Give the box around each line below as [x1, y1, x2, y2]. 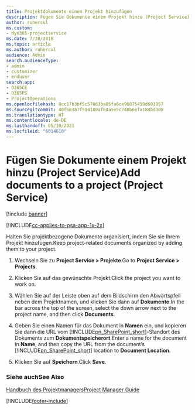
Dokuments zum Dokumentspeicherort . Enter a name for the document [14, 334, 187, 341]
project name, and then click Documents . [14, 310, 115, 317]
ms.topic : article [6, 42, 51, 47]
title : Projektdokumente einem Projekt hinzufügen [6, 8, 132, 15]
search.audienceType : [6, 57, 59, 63]
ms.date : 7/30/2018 [6, 36, 54, 42]
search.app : [6, 80, 35, 86]
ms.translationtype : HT [6, 112, 64, 118]
